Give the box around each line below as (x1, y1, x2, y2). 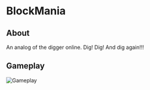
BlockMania (6, 4, 66, 18)
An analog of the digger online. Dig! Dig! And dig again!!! (6, 44, 145, 51)
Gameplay (6, 61, 45, 71)
